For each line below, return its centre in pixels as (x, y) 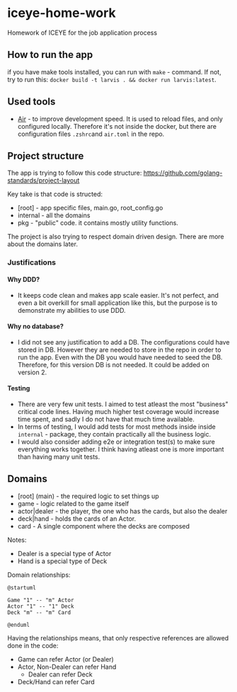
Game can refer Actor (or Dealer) (66, 659)
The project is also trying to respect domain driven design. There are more (116, 237)
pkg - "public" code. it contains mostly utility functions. (98, 223)
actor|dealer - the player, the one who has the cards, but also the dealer (122, 511)
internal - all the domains (54, 215)
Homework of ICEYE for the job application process (82, 33)
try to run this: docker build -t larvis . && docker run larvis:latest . (112, 79)
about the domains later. (42, 244)
